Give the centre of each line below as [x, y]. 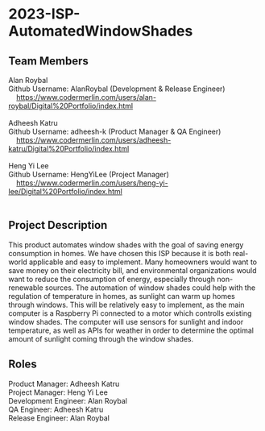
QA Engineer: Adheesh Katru [56, 409]
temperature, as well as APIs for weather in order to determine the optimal [131, 330]
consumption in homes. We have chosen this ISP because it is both [120, 253]
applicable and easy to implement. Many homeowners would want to [143, 262]
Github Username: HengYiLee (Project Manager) [89, 174]
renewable [26, 288]
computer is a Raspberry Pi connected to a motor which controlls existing [130, 313]
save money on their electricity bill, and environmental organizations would [132, 270]
